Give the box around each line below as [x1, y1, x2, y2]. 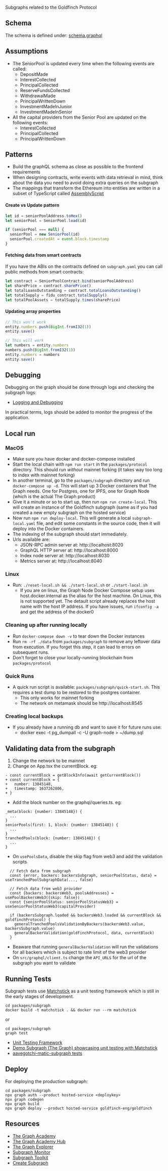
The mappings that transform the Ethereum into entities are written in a [12, 185, 160, 191]
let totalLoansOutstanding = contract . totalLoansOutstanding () [5, 288, 141, 293]
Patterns [5, 150, 33, 159]
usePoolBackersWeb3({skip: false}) [5, 895, 80, 900]
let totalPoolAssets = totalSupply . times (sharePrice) [5, 297, 121, 302]
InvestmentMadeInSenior [20, 109, 73, 115]
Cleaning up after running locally [5, 621, 87, 628]
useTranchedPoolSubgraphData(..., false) [5, 877, 94, 883]
